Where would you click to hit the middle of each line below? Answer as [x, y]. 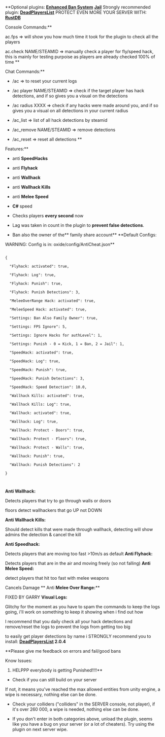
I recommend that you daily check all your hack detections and [69, 621]
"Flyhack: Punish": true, [36, 283]
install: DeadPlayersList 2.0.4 [35, 641]
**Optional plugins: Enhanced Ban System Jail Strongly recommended [78, 7]
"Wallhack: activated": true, [40, 413]
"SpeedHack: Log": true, [35, 361]
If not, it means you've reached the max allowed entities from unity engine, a [83, 689]
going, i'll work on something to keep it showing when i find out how [74, 612]
